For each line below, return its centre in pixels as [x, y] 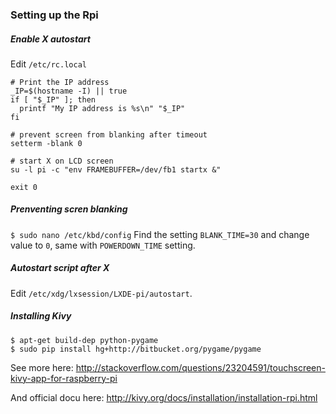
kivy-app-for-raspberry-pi [64, 378]
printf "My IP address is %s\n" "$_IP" [102, 108]
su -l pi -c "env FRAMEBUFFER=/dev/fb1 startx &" [116, 169]
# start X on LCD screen [62, 161]
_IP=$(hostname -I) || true [69, 91]
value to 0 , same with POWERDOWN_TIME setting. [103, 245]
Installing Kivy [41, 316]
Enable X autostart [50, 39]
